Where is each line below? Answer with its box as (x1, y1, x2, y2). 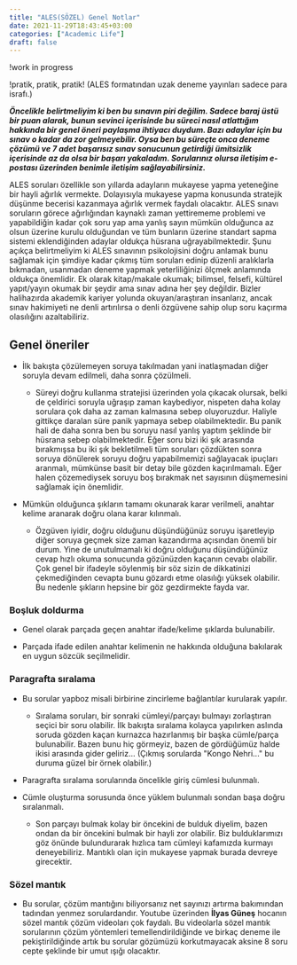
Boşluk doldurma (9, 604, 84, 616)
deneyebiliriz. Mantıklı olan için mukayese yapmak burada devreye (35, 846, 277, 857)
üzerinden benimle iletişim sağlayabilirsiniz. (39, 162, 207, 173)
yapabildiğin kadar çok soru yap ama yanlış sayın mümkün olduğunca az (9, 217, 275, 228)
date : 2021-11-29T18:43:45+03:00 (9, 21, 133, 30)
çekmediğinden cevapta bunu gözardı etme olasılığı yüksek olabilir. (35, 573, 281, 584)
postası (9, 162, 38, 173)
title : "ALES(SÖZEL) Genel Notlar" (9, 12, 141, 22)
